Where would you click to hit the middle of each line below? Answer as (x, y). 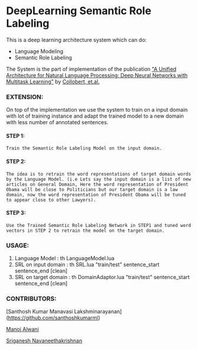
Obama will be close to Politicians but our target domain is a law (92, 189)
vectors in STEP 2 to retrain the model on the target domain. (86, 231)
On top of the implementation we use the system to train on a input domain (97, 110)
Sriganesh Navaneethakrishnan (44, 341)
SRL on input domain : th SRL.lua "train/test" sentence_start (87, 265)
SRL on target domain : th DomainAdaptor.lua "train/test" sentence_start (102, 277)
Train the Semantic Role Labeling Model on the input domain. (84, 148)
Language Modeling (39, 51)
